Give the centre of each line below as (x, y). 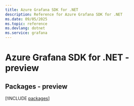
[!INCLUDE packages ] (27, 98)
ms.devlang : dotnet (25, 28)
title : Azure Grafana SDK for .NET (42, 10)
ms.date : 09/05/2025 (26, 19)
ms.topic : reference (26, 24)
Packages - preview (36, 86)
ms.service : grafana (26, 33)
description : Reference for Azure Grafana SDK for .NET (64, 14)
